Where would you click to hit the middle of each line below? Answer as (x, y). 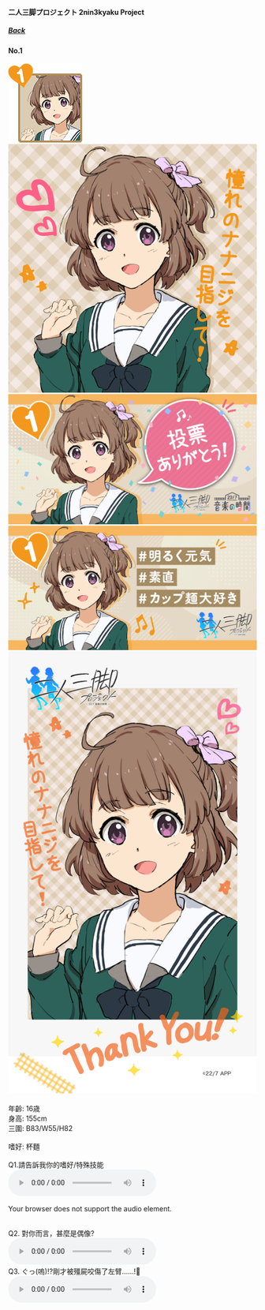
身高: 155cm (28, 1119)
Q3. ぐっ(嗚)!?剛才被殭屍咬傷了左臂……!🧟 (74, 1271)
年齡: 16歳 (24, 1109)
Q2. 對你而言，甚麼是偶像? (51, 1233)
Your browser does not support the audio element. (90, 1209)
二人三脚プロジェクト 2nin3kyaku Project (76, 12)
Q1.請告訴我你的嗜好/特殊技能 (56, 1165)
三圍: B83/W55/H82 (41, 1128)
